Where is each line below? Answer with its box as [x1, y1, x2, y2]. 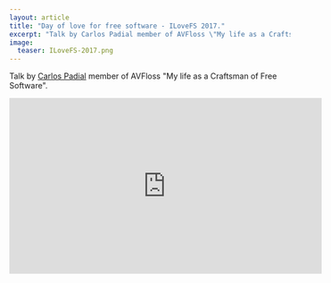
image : [9, 37, 34, 47]
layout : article [9, 12, 70, 22]
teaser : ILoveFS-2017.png [17, 46, 114, 55]
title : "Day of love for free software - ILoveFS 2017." [9, 21, 226, 30]
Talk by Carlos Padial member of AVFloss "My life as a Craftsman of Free [9, 71, 277, 81]
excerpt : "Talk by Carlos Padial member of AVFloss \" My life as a [9, 29, 266, 38]
